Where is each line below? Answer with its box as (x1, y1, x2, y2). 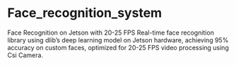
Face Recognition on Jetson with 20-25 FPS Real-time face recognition (7, 28, 214, 37)
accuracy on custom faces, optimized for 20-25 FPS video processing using (7, 43, 230, 52)
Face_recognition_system (7, 5, 163, 21)
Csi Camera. (7, 51, 44, 59)
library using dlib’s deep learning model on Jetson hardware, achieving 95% (7, 35, 229, 44)
